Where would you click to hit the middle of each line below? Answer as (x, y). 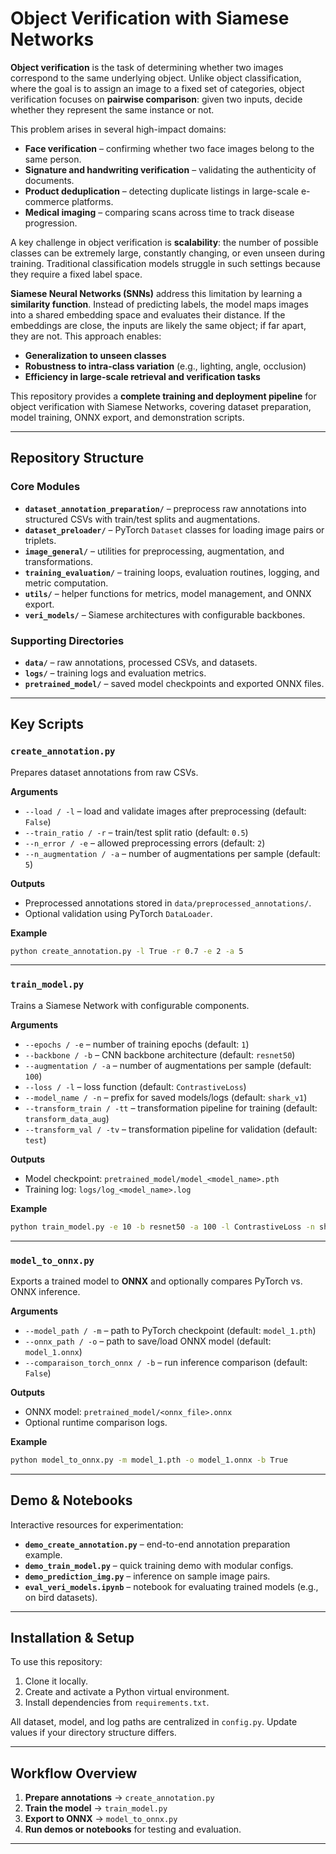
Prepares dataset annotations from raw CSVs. (104, 772)
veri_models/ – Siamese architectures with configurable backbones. (165, 614)
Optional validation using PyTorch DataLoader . (118, 913)
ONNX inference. (45, 1291)
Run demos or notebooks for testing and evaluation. (133, 1829)
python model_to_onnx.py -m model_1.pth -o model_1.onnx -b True (149, 1460)
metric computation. (66, 583)
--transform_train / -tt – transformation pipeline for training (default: (171, 1108)
